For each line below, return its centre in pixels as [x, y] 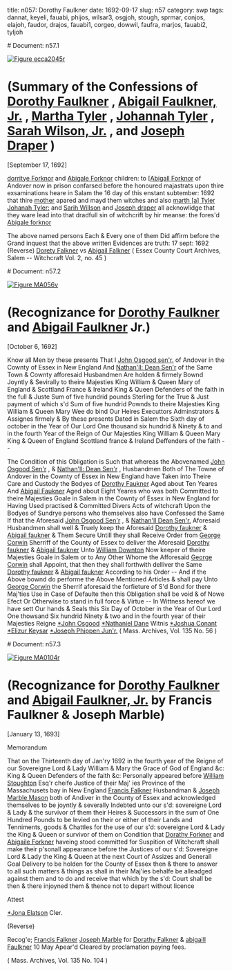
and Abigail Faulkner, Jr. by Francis [110, 700]
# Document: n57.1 [33, 45]
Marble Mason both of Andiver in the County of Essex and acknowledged [112, 797]
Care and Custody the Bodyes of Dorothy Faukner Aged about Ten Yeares [112, 483]
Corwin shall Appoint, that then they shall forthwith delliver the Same [105, 564]
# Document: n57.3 [34, 644]
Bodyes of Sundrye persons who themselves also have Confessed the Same [116, 513]
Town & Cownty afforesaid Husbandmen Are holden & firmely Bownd [105, 374]
